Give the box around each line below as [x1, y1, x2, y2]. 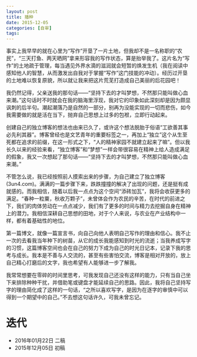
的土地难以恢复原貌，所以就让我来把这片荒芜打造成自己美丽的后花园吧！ [6, 77, 181, 84]
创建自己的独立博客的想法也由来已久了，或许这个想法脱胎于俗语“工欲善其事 [6, 124, 189, 131]
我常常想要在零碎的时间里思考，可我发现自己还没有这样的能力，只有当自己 [6, 272, 186, 279]
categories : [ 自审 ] [6, 25, 52, 31]
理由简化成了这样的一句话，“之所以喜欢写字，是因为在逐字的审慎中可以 [16, 286, 189, 293]
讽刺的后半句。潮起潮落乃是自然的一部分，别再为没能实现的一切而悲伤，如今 [6, 104, 191, 111]
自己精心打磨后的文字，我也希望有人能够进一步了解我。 [6, 259, 140, 266]
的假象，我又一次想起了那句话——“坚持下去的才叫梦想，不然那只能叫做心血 [6, 154, 189, 161]
